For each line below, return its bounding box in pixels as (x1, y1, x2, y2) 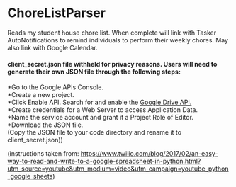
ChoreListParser (7, 5, 106, 21)
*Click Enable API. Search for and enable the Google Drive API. (7, 98, 192, 107)
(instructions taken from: (7, 149, 79, 158)
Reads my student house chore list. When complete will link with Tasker (7, 28, 217, 37)
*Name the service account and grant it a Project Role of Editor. (7, 113, 193, 122)
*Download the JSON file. (7, 120, 84, 129)
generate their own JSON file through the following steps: (7, 67, 181, 76)
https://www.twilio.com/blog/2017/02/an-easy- (80, 149, 218, 158)
